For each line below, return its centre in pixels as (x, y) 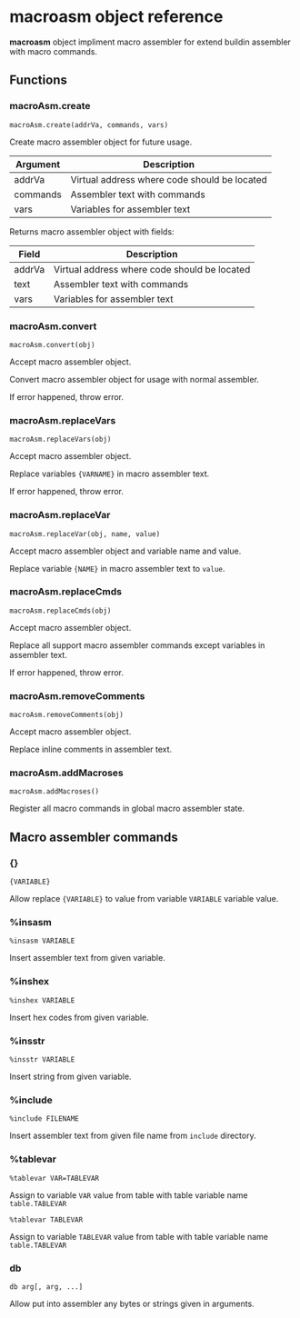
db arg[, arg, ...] (46, 1287)
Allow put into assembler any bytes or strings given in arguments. (132, 1303)
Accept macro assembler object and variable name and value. (125, 551)
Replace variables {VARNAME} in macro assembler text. (110, 474)
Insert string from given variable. (70, 1076)
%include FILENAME (44, 1119)
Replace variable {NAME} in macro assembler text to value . (117, 568)
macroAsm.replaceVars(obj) (60, 439)
